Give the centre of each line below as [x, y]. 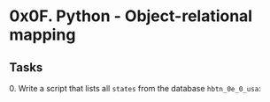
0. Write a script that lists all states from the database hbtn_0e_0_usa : [135, 88]
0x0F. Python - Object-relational [131, 16]
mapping [42, 35]
